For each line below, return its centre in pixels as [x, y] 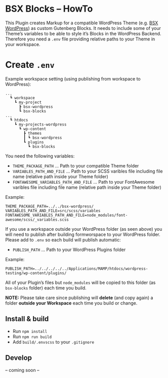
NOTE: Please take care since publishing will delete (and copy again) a [79, 298]
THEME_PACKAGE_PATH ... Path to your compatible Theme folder [76, 165]
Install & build [27, 319]
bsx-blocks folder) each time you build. [46, 288]
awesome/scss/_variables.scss [37, 220]
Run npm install [30, 331]
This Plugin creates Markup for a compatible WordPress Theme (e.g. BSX [82, 23]
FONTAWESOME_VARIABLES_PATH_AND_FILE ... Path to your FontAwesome [83, 182]
